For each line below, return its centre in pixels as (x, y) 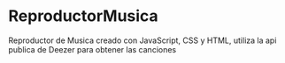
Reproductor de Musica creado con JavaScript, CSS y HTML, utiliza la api (142, 40)
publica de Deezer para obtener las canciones (92, 49)
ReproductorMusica (83, 16)
